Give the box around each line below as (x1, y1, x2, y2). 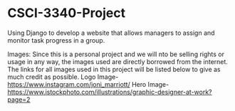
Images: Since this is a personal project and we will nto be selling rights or (7, 50, 224, 58)
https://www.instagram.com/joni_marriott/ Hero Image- (7, 80, 169, 88)
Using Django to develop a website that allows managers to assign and (7, 28, 215, 37)
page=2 (7, 95, 31, 104)
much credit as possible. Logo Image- (7, 73, 119, 81)
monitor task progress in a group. (7, 36, 105, 44)
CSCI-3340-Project (7, 5, 126, 21)
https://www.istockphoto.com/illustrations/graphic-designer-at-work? (7, 88, 212, 96)
